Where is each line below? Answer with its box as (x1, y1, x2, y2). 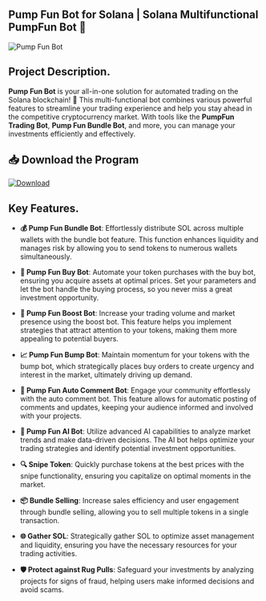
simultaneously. (19, 252, 72, 261)
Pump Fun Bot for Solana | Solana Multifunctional (8, 8, 259, 22)
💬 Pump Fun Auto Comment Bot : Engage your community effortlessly (19, 385, 251, 395)
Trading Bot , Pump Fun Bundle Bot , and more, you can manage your (8, 120, 236, 130)
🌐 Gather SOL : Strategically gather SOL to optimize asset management (19, 531, 255, 541)
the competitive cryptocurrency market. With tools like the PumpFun (8, 111, 235, 121)
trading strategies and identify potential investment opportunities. (19, 444, 236, 454)
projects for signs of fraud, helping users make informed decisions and (19, 576, 255, 586)
